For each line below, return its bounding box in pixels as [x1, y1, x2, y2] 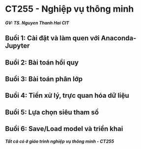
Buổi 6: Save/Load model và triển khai [5, 125, 123, 133]
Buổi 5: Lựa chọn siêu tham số [5, 108, 99, 116]
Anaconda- [101, 34, 137, 43]
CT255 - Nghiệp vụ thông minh [5, 3, 134, 15]
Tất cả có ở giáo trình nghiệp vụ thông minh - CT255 [5, 138, 114, 144]
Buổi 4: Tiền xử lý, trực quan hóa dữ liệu [5, 91, 129, 100]
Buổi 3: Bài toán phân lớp [5, 75, 83, 83]
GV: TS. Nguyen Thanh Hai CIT [5, 20, 70, 25]
